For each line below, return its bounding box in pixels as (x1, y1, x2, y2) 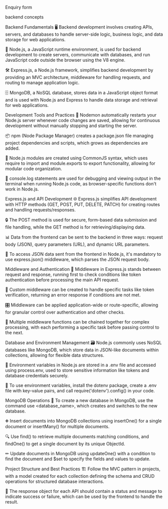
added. (5, 145, 20, 151)
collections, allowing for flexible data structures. (5, 352, 104, 358)
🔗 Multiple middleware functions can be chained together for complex (5, 319, 149, 325)
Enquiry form (5, 5, 33, 10)
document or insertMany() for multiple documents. (5, 424, 110, 429)
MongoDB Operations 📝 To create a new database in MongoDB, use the (5, 397, 153, 403)
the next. (5, 330, 24, 336)
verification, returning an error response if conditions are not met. (5, 292, 141, 298)
